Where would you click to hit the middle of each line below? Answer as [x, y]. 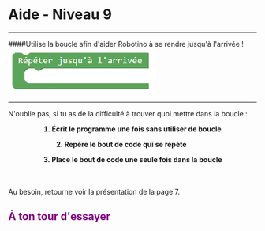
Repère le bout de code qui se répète [125, 144]
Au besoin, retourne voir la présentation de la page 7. [94, 191]
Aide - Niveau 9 [60, 15]
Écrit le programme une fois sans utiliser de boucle [137, 129]
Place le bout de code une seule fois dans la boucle [137, 159]
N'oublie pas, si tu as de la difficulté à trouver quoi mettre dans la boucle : [128, 113]
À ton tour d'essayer [60, 216]
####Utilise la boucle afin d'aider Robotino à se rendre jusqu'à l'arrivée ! [126, 44]
